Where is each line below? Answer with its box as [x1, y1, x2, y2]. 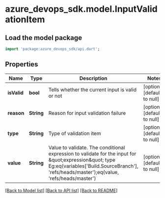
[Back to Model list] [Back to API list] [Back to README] [5, 187, 118, 193]
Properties [5, 60, 38, 68]
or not [48, 92, 62, 99]
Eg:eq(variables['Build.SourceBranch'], [48, 163, 138, 169]
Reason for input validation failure [48, 109, 126, 116]
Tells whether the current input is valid [48, 86, 137, 93]
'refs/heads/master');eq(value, [48, 168, 119, 175]
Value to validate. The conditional [48, 144, 125, 151]
